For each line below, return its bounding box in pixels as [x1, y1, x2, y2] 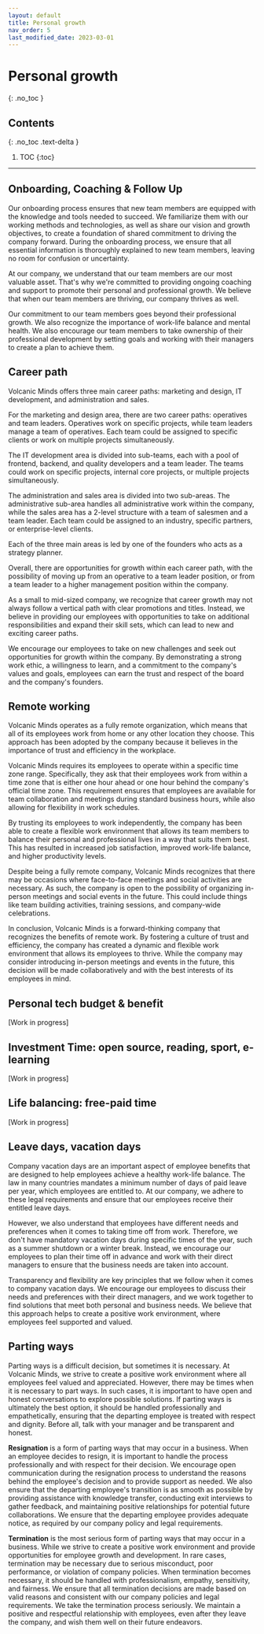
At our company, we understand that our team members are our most [8, 268, 233, 278]
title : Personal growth [8, 19, 86, 27]
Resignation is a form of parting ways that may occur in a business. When [8, 1443, 249, 1452]
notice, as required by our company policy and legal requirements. [8, 1518, 223, 1528]
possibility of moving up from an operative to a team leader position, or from [8, 571, 255, 581]
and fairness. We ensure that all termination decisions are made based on [8, 1584, 247, 1593]
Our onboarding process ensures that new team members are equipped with [8, 203, 256, 213]
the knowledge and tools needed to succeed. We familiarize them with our [8, 212, 249, 221]
